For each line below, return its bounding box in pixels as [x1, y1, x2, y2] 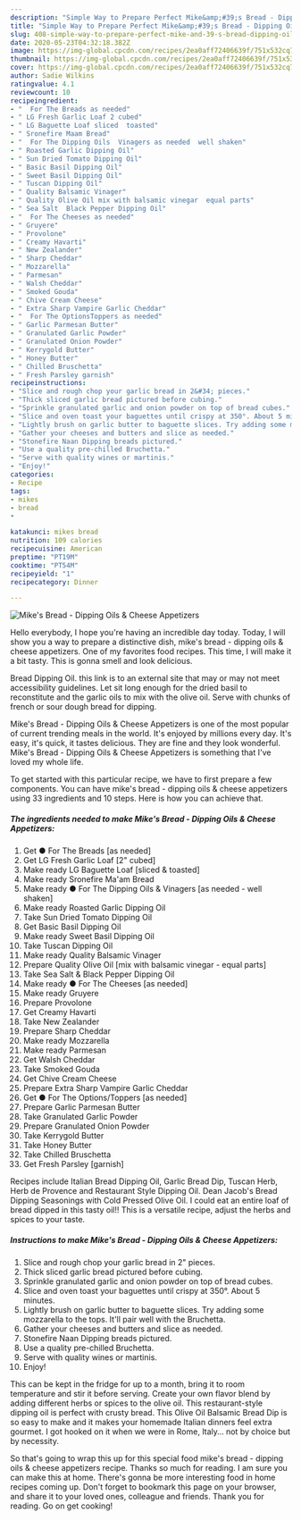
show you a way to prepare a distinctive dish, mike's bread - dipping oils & [10, 636, 284, 648]
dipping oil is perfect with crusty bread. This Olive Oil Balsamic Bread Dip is [10, 1407, 288, 1418]
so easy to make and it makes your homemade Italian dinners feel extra [10, 1417, 272, 1428]
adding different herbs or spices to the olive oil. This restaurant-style [10, 1398, 263, 1408]
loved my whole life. [10, 757, 84, 768]
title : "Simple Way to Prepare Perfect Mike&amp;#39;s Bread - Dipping [10, 21, 282, 30]
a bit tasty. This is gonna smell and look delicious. [10, 656, 193, 667]
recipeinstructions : [10, 379, 88, 388]
